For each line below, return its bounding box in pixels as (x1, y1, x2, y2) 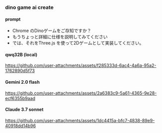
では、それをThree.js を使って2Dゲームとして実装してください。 (12, 40, 144, 46)
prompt (5, 16, 21, 22)
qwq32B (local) (5, 51, 38, 58)
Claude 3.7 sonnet (5, 106, 44, 112)
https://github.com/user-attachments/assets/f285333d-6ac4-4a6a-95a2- (5, 63, 157, 68)
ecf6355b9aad (5, 95, 36, 101)
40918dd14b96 (5, 123, 36, 129)
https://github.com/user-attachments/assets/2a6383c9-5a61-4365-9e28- (5, 90, 157, 96)
